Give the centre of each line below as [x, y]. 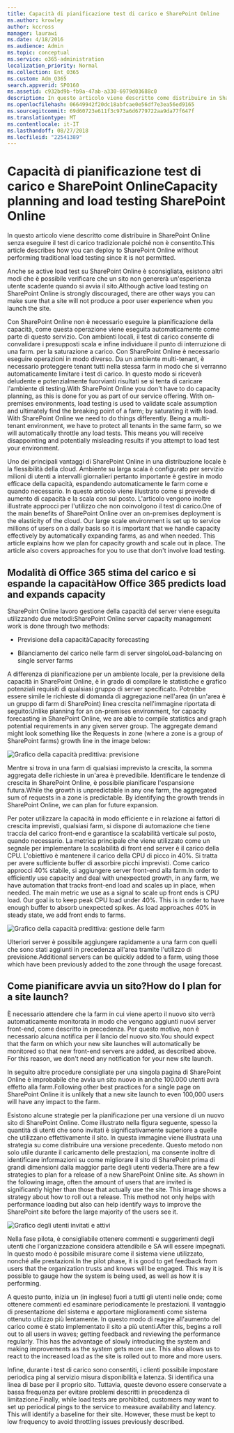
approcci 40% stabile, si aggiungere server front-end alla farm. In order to [113, 870]
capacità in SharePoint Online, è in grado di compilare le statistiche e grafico [117, 681]
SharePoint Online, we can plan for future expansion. [83, 805]
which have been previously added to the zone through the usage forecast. [115, 964]
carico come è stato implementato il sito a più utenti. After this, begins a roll [114, 1326]
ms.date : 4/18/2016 [36, 40]
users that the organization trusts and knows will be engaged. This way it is [115, 1268]
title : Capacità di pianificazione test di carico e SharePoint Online [113, 14]
